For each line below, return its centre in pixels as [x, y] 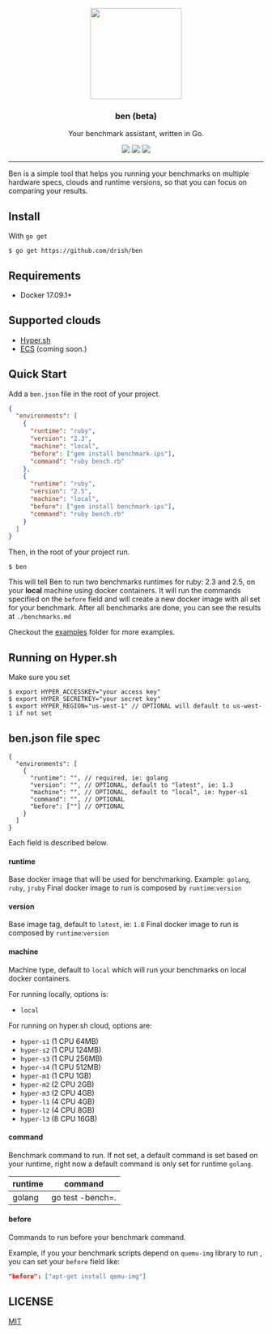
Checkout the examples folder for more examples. [92, 632]
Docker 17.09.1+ [46, 295]
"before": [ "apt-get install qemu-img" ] [78, 1276]
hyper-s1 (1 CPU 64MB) [59, 1041]
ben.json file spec [55, 738]
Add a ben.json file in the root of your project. [84, 394]
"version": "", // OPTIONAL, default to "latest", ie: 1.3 [131, 785]
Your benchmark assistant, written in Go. [136, 134]
